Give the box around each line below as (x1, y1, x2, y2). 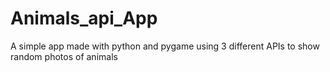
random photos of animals (10, 50, 118, 62)
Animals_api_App (10, 7, 158, 30)
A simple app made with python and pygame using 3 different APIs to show (10, 40, 320, 52)
